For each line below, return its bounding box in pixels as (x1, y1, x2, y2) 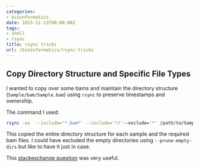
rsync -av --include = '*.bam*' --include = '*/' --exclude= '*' (6, 120, 158, 126)
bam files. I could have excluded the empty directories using (6, 137, 154, 144)
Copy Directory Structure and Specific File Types (6, 69, 191, 79)
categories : (6, 8, 36, 15)
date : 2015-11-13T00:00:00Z (6, 19, 76, 25)
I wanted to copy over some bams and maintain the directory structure (6, 84, 178, 91)
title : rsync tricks (6, 42, 57, 48)
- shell (6, 31, 25, 37)
